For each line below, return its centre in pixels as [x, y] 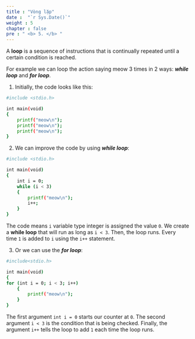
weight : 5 [20, 23]
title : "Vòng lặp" [30, 12]
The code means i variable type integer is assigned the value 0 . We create [98, 226]
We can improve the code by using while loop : [72, 148]
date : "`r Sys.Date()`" [38, 17]
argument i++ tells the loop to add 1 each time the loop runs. [81, 329]
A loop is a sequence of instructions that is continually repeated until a [93, 51]
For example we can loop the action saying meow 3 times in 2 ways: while [97, 69]
